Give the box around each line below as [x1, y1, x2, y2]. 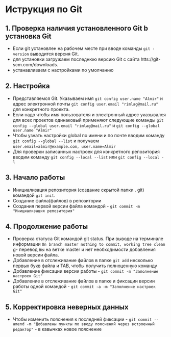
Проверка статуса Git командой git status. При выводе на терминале [12, 236, 163, 242]
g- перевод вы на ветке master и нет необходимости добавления [12, 246, 156, 253]
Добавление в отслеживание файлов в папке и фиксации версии [12, 278, 155, 284]
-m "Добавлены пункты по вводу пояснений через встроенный [26, 322, 155, 327]
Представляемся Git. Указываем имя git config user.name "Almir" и [12, 95, 163, 101]
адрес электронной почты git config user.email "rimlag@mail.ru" [12, 100, 159, 107]
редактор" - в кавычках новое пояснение [12, 326, 102, 332]
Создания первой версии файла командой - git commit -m [12, 203, 140, 209]
